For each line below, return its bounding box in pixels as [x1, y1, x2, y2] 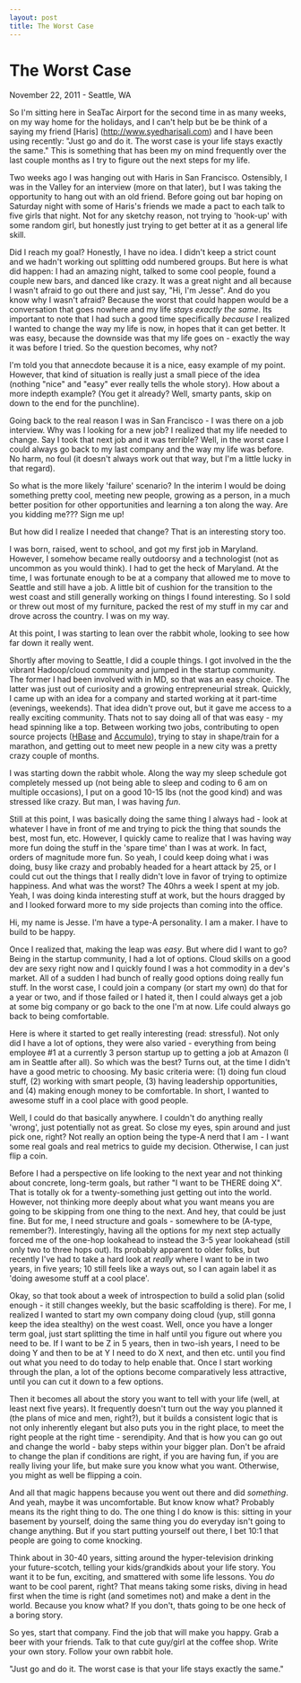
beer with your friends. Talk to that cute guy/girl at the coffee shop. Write [9, 1636, 279, 1648]
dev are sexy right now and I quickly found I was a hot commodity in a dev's [9, 963, 290, 974]
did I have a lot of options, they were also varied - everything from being [9, 1038, 276, 1049]
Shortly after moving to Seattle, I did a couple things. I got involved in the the [9, 655, 292, 665]
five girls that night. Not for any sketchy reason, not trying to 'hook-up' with [9, 210, 288, 221]
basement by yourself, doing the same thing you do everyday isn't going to [9, 1516, 286, 1527]
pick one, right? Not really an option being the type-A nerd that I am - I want [9, 1132, 289, 1142]
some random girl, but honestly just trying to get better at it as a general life [9, 220, 288, 231]
